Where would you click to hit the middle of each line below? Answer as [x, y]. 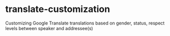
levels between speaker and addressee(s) [49, 28]
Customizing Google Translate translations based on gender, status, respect [85, 23]
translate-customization [58, 9]
